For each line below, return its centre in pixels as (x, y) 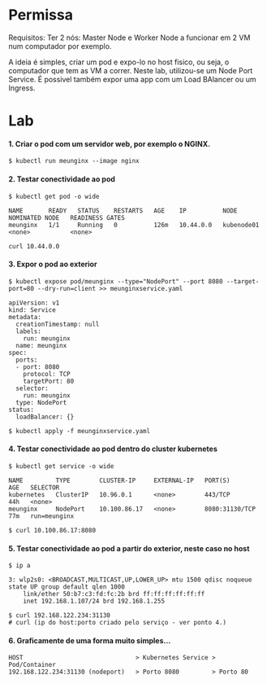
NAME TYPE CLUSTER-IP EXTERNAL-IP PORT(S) (119, 480)
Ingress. (22, 88)
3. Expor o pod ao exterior (53, 264)
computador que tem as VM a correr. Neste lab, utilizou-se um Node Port (131, 70)
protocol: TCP (47, 374)
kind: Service (32, 310)
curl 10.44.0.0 (34, 246)
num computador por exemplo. (60, 46)
